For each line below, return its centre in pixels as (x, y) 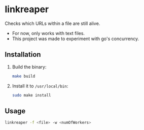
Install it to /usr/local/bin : (40, 86)
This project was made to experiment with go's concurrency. (76, 39)
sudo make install (31, 95)
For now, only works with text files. (48, 33)
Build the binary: (29, 67)
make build (24, 76)
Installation (23, 55)
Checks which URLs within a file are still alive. (52, 23)
